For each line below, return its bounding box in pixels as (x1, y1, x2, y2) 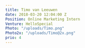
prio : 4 (5, 35, 22, 40)
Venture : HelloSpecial (5, 21, 53, 26)
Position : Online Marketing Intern (5, 16, 80, 21)
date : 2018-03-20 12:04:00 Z (5, 12, 67, 17)
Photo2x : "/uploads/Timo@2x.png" (5, 30, 76, 35)
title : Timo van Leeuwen (5, 7, 58, 12)
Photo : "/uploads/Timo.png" (5, 26, 65, 31)
